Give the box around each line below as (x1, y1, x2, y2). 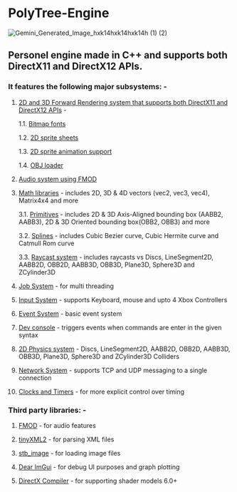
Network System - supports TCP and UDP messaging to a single (18, 366, 208, 374)
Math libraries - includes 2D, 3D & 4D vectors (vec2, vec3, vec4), (18, 188, 210, 197)
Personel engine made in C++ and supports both (8, 49, 228, 61)
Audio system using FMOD (18, 175, 98, 183)
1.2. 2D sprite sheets (18, 133, 79, 142)
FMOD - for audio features (18, 421, 97, 429)
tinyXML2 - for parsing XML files (18, 435, 115, 444)
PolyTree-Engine (8, 5, 110, 21)
